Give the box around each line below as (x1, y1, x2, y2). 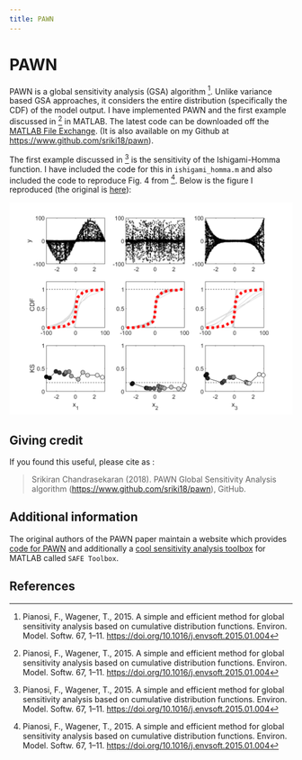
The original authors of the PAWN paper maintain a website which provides (9, 533, 288, 544)
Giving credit (9, 432, 84, 448)
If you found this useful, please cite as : (9, 457, 155, 467)
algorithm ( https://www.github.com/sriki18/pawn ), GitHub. (31, 484, 247, 494)
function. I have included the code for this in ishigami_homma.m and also (9, 163, 272, 175)
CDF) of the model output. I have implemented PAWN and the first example (9, 104, 287, 116)
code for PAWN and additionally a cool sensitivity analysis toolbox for (9, 543, 266, 554)
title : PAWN (9, 14, 54, 23)
